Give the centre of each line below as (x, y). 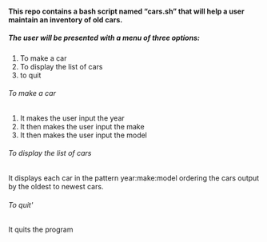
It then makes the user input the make (82, 126)
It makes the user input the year (72, 118)
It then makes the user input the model (84, 135)
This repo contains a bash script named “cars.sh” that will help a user (127, 11)
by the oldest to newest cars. (56, 186)
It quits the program (41, 230)
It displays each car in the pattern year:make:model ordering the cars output (134, 178)
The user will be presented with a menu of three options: (104, 38)
